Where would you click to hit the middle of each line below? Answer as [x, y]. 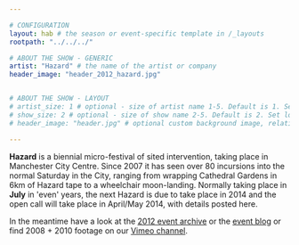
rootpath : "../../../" [51, 42]
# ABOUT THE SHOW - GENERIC [61, 58]
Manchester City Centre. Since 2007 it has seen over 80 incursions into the [147, 166]
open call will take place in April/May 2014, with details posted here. [133, 204]
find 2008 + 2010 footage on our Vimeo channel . [99, 230]
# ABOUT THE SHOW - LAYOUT [59, 99]
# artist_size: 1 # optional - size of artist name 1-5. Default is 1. [145, 107]
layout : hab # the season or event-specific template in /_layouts [137, 33]
